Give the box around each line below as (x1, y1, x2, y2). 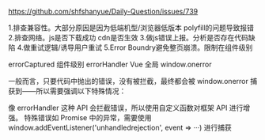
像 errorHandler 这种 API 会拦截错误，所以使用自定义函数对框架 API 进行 (8, 103, 244, 112)
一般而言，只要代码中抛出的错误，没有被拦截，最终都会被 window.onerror (8, 77, 249, 85)
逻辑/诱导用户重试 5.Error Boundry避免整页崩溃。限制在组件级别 (44, 43, 253, 52)
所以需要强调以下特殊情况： (35, 86, 127, 96)
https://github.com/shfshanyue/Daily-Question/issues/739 (8, 7, 199, 16)
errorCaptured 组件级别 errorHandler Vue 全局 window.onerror (8, 59, 212, 69)
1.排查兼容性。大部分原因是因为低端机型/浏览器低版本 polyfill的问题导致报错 (8, 23, 255, 32)
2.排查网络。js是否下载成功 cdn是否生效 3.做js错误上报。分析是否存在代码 (8, 33, 249, 42)
